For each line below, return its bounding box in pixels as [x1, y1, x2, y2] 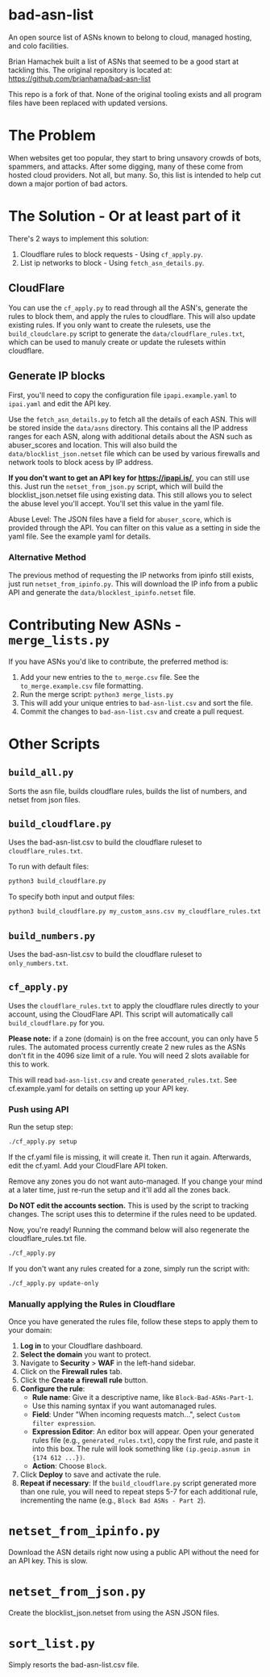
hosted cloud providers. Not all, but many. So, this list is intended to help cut [8, 170, 262, 179]
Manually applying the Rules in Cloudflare [8, 1298, 176, 1310]
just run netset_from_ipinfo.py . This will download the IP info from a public [8, 579, 259, 589]
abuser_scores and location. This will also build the [8, 440, 177, 450]
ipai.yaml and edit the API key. [8, 399, 111, 409]
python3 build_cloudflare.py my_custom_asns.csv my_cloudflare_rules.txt [8, 908, 262, 916]
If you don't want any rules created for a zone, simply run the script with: [8, 1264, 250, 1273]
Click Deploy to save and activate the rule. [19, 1469, 161, 1479]
